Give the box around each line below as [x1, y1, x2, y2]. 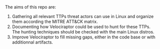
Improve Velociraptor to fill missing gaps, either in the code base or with [12, 34, 156, 40]
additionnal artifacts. [12, 39, 53, 45]
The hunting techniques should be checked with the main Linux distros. [12, 29, 155, 34]
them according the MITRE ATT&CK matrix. [12, 19, 98, 24]
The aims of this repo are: [5, 4, 57, 10]
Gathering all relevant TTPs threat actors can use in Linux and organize [12, 14, 154, 19]
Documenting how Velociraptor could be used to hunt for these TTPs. [12, 24, 151, 30]
